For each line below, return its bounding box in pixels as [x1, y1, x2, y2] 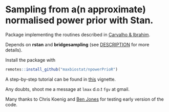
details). [5, 47, 23, 53]
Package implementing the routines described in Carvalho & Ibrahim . [5, 31, 151, 38]
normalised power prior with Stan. [5, 14, 154, 26]
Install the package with [5, 57, 56, 63]
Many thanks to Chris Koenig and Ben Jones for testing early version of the [5, 96, 164, 102]
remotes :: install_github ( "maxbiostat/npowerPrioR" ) [5, 67, 118, 72]
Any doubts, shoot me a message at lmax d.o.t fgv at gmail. [5, 86, 130, 92]
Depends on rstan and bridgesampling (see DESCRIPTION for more [5, 41, 150, 47]
